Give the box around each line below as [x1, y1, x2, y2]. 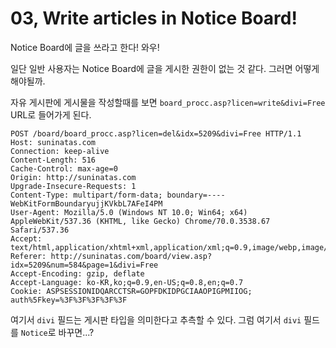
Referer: [10, 251, 47, 261]
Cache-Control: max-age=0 [10, 163, 118, 174]
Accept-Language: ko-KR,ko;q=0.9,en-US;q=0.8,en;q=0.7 [10, 277, 244, 287]
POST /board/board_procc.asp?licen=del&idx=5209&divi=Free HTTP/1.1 [10, 128, 302, 139]
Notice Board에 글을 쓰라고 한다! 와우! [10, 41, 160, 53]
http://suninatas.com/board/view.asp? [50, 251, 213, 261]
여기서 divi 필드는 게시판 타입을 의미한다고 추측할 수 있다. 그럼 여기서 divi [10, 313, 302, 326]
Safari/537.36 [10, 225, 70, 235]
